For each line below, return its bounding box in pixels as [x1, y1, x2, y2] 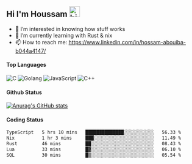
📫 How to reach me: [15, 38, 68, 46]
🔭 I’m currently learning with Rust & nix [15, 32, 113, 39]
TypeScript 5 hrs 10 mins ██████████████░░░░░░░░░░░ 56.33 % [6, 129, 182, 135]
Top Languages [6, 61, 47, 69]
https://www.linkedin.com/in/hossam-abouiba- [68, 38, 187, 46]
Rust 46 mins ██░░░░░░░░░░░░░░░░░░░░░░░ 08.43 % [6, 141, 182, 147]
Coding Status [6, 116, 44, 123]
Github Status [6, 89, 43, 96]
